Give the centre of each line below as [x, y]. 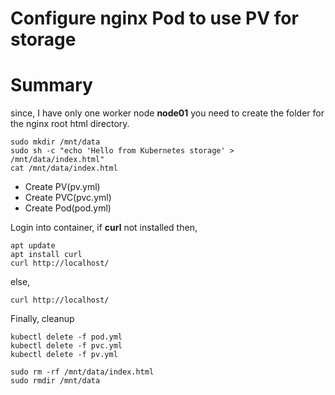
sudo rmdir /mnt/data [55, 381]
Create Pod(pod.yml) [68, 208]
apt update [33, 246]
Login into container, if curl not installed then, [104, 228]
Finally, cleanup [42, 319]
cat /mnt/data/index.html [64, 168]
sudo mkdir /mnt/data [55, 142]
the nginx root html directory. [70, 124]
